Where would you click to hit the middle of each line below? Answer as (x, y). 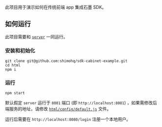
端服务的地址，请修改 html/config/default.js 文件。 (58, 109)
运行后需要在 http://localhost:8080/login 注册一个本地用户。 (68, 119)
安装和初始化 (20, 50)
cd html (13, 65)
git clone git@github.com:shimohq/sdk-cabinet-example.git (66, 61)
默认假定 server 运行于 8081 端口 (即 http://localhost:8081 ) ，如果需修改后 (81, 103)
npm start (15, 93)
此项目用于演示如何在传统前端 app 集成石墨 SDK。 (56, 7)
